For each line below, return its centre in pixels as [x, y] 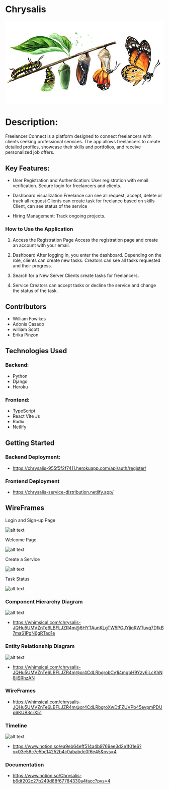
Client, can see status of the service [50, 206]
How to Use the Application [39, 229]
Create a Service [23, 559]
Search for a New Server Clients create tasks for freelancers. [76, 275]
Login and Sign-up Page [30, 520]
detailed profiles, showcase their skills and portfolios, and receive [73, 147]
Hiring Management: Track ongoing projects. [59, 216]
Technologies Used [36, 351]
